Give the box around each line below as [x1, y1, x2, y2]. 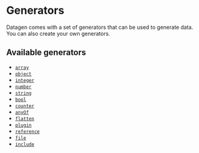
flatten [14, 116, 34, 122]
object [14, 70, 32, 77]
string [14, 90, 32, 96]
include [14, 141, 34, 148]
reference [14, 128, 40, 134]
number [14, 84, 32, 90]
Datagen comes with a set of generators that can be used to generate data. [6, 23, 194, 31]
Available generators [6, 48, 86, 58]
